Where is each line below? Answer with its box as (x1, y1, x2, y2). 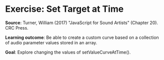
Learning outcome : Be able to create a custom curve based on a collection (5, 34, 159, 40)
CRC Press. (5, 25, 29, 30)
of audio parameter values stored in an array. (5, 39, 97, 45)
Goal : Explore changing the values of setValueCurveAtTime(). (5, 49, 131, 55)
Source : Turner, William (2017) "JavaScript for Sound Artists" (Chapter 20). (5, 20, 158, 26)
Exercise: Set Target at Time (5, 3, 124, 15)
